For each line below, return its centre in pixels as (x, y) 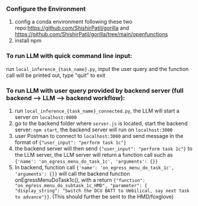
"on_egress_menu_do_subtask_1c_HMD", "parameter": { (81, 185)
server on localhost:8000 (46, 117)
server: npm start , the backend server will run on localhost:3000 (94, 130)
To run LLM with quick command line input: (69, 56)
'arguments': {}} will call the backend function (72, 173)
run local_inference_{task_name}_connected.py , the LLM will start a (97, 111)
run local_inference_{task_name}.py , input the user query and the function (98, 69)
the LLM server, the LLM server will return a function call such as (94, 154)
